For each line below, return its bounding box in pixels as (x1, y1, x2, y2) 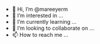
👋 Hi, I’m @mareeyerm (12, 6, 68, 12)
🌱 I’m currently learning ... (12, 18, 77, 25)
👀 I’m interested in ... (12, 12, 64, 19)
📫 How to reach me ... (12, 32, 68, 38)
